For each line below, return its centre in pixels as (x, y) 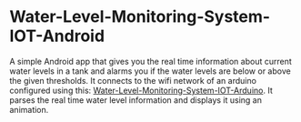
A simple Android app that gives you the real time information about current (151, 61)
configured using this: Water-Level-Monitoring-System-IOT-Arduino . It (141, 90)
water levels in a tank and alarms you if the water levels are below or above (150, 71)
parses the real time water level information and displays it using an (135, 100)
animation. (29, 109)
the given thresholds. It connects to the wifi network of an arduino (133, 80)
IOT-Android (57, 36)
